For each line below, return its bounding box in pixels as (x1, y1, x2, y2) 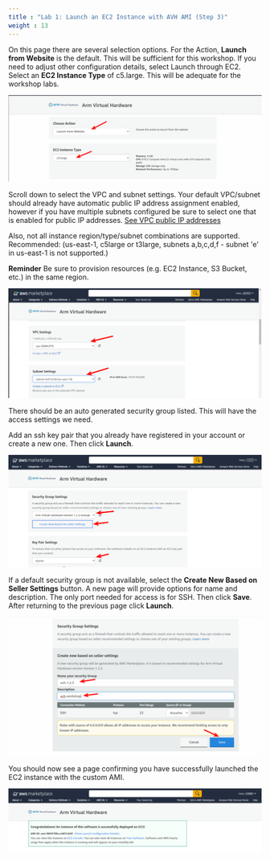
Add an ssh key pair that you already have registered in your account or (8, 431, 245, 440)
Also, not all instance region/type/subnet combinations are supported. (8, 231, 240, 241)
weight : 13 (8, 21, 48, 30)
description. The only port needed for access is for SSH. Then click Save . (8, 593, 252, 602)
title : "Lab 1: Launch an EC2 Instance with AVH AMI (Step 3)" (8, 13, 228, 21)
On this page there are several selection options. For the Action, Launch (8, 44, 247, 54)
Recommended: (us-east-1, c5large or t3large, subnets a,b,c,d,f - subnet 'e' (8, 240, 260, 250)
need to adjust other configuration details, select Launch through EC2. (8, 61, 241, 72)
